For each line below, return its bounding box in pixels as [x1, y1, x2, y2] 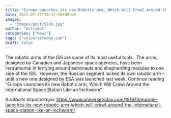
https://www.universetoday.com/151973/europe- [56, 96, 158, 102]
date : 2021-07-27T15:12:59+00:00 [5, 12, 76, 17]
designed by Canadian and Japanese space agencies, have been [5, 59, 142, 66]
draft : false [5, 41, 33, 46]
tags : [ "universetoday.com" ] [5, 36, 67, 41]
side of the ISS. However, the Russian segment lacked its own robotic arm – [5, 70, 165, 76]
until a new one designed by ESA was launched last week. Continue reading [5, 75, 164, 82]
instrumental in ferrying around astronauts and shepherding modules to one [5, 65, 164, 71]
